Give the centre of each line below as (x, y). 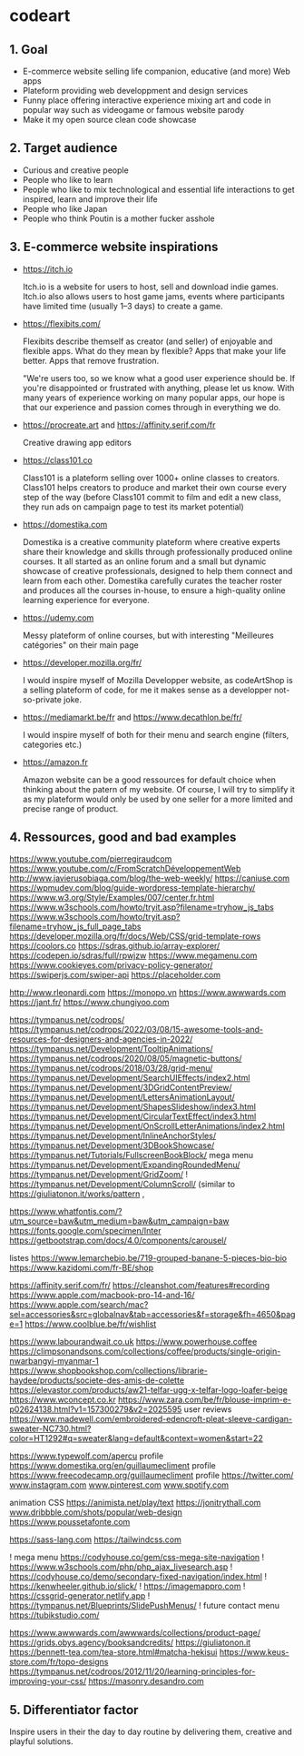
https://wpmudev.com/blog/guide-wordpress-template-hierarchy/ (132, 888)
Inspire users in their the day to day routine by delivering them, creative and (151, 1732)
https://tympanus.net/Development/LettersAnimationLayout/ (123, 1097)
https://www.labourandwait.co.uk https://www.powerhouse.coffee (133, 1342)
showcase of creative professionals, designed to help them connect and (157, 570)
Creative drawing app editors (77, 442)
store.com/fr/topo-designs (59, 1662)
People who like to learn (68, 179)
